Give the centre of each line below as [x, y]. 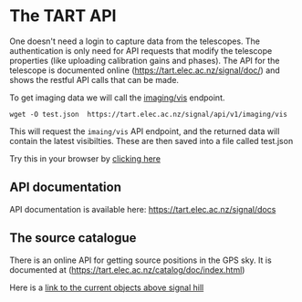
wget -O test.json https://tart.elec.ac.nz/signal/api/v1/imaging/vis [148, 114]
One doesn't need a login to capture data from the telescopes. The [135, 41]
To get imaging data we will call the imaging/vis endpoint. [117, 98]
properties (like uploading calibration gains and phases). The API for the [145, 60]
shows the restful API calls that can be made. [94, 79]
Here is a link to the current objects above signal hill [107, 287]
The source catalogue [73, 238]
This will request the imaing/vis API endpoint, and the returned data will [145, 131]
